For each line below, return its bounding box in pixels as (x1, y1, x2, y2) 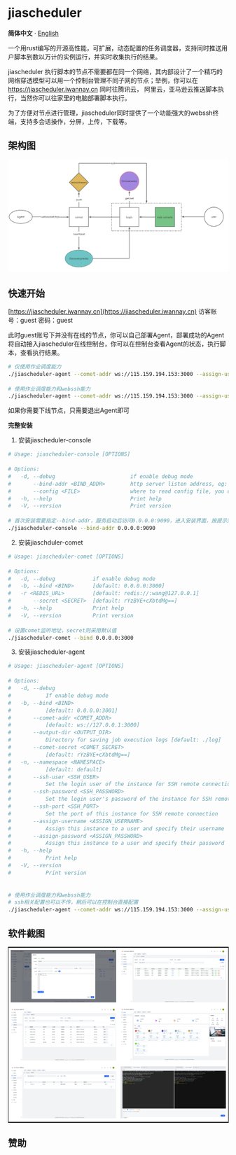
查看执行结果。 (20, 348, 64, 356)
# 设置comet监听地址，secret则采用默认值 (8, 626, 117, 634)
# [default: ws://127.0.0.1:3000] (8, 722, 140, 729)
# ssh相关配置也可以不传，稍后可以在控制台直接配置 (8, 899, 139, 906)
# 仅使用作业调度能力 (8, 363, 62, 370)
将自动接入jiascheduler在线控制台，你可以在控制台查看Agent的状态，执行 (8, 339, 220, 348)
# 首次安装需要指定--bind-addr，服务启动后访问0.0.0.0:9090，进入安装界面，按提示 (8, 517, 228, 524)
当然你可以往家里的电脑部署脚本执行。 (20, 93, 131, 102)
